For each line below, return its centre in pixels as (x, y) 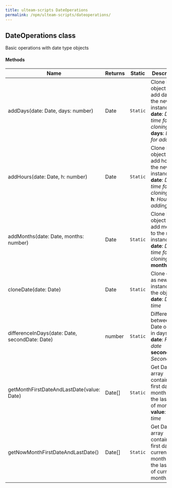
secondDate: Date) (30, 339)
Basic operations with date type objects (47, 48)
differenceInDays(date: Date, (42, 333)
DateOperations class (40, 36)
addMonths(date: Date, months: (46, 236)
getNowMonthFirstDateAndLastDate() (53, 452)
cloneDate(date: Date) (35, 289)
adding (159, 206)
